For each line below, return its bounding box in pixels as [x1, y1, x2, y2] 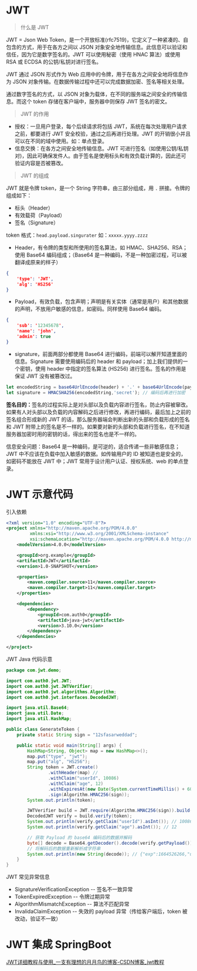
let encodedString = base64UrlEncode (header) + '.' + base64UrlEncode [6, 384, 182, 390]
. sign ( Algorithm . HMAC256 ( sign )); [47, 791, 130, 798]
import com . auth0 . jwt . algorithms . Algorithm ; [6, 688, 117, 695]
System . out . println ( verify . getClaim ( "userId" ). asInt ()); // [27, 819, 177, 825]
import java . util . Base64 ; [6, 705, 69, 711]
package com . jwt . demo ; [6, 667, 62, 673]
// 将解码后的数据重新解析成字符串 [27, 845, 101, 852]
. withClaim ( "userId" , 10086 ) [47, 775, 119, 781]
